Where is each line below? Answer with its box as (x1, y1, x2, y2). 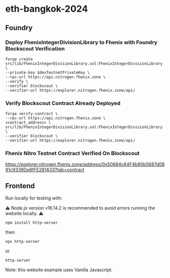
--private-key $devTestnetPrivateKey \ (5, 70, 90, 75)
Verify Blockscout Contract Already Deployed (5, 99, 121, 107)
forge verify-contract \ (5, 111, 58, 116)
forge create (5, 57, 33, 62)
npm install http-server (5, 220, 58, 225)
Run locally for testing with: (5, 195, 63, 201)
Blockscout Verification (5, 45, 65, 52)
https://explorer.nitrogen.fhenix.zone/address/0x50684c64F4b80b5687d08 (5, 161, 165, 167)
